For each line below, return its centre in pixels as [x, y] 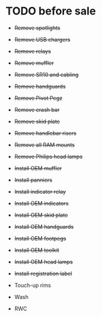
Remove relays [33, 51]
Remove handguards [40, 86]
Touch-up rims [33, 285]
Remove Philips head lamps [48, 156]
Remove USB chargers [42, 39]
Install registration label [43, 274]
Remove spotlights [37, 28]
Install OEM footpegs [40, 238]
